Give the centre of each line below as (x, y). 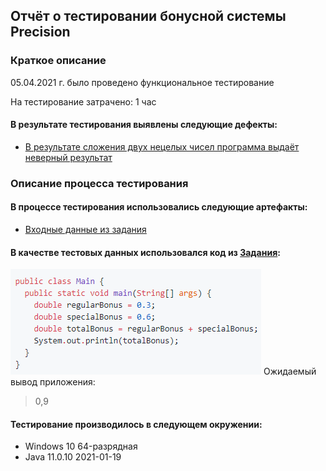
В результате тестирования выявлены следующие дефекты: (144, 125)
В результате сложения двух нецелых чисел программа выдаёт (162, 146)
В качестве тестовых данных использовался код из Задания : (145, 252)
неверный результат (68, 157)
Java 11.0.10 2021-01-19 (73, 457)
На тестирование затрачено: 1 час (83, 101)
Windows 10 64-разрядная (81, 446)
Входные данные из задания (85, 230)
